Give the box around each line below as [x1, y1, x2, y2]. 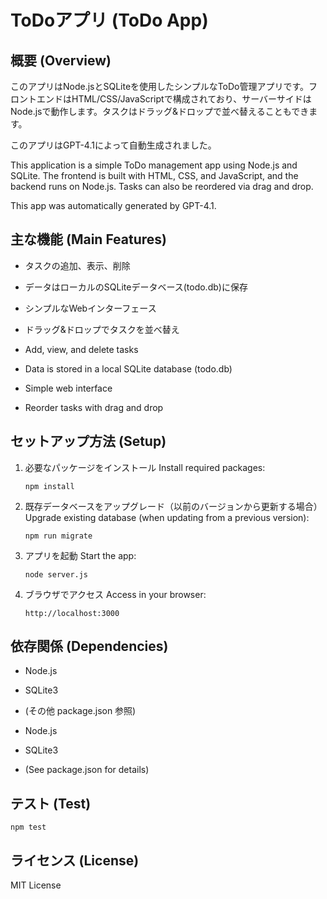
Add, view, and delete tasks [24, 343, 139, 355]
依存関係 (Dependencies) [10, 638, 169, 655]
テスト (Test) [10, 795, 92, 812]
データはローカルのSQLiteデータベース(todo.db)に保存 [24, 281, 248, 293]
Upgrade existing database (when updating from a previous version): [24, 511, 310, 523]
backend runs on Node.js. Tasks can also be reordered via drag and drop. [10, 181, 314, 192]
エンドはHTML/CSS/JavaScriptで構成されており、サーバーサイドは [36, 93, 312, 105]
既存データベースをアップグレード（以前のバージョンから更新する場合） [24, 500, 323, 512]
